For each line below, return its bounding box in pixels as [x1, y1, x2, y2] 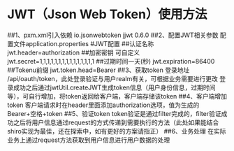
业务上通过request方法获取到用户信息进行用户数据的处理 [7, 136, 170, 144]
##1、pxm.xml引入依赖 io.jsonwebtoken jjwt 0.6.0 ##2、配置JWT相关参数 [7, 31, 219, 39]
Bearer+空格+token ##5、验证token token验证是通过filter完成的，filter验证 [7, 109, 221, 117]
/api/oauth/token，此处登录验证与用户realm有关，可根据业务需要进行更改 [7, 74, 218, 82]
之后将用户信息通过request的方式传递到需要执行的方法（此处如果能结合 [13, 118, 219, 127]
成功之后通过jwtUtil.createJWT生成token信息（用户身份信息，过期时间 [13, 83, 216, 92]
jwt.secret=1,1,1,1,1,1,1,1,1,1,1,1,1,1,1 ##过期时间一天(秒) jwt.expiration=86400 [7, 57, 215, 65]
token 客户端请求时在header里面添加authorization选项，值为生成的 [7, 101, 200, 109]
